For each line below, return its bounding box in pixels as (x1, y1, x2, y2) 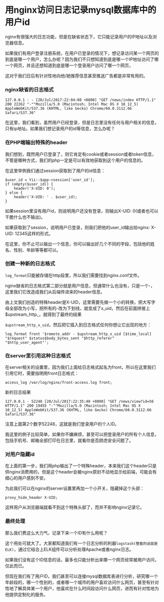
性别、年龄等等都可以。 (13, 247, 61, 253)
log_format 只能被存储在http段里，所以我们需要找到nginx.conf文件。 (5, 272, 142, 278)
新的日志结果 (5, 389, 31, 395)
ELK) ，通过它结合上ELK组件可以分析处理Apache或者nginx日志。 (5, 546, 134, 552)
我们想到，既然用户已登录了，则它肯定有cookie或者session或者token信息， (5, 151, 157, 157)
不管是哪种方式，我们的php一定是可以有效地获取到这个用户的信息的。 (5, 157, 145, 163)
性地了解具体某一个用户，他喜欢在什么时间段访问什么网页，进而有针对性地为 (5, 585, 159, 591)
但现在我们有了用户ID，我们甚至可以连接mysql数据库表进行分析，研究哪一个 (5, 573, 159, 579)
